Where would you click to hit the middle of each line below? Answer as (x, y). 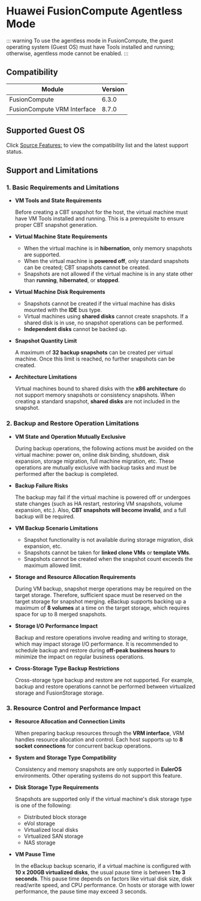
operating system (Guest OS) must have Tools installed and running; (91, 47)
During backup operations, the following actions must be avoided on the (104, 448)
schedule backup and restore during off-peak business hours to (95, 650)
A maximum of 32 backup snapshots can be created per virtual (94, 353)
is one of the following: (43, 805)
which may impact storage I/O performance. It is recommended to (97, 644)
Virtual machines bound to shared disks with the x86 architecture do (100, 389)
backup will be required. (45, 516)
